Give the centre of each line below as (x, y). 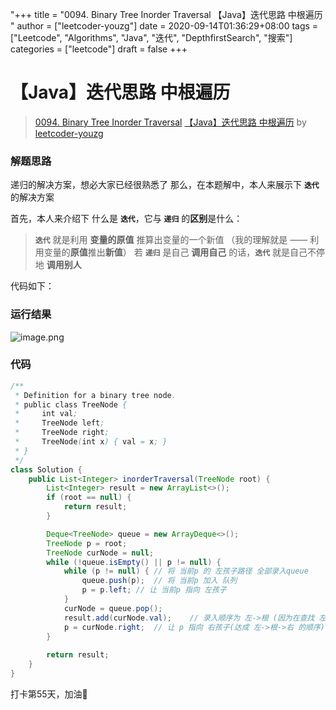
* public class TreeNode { (71, 404)
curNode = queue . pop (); (113, 608)
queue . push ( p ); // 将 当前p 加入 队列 (159, 581)
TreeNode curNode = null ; (100, 553)
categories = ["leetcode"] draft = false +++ (99, 49)
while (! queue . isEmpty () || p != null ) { (134, 562)
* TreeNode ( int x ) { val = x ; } (91, 442)
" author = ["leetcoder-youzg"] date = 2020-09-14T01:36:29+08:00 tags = (164, 26)
